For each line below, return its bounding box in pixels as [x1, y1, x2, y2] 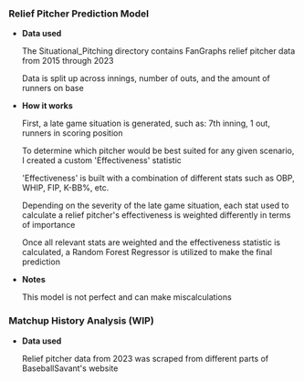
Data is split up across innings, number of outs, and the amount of [21, 73, 271, 84]
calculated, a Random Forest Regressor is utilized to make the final [21, 247, 273, 258]
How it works [21, 100, 74, 111]
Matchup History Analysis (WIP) [8, 314, 154, 327]
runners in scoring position [21, 128, 124, 139]
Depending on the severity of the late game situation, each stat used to [21, 200, 289, 211]
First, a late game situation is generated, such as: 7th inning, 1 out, [21, 118, 271, 129]
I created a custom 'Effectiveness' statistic [21, 155, 182, 166]
